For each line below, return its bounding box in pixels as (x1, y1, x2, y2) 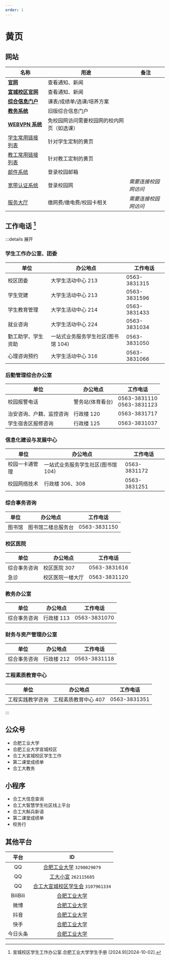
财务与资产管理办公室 (5, 631, 57, 638)
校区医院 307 (43, 564, 75, 571)
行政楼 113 (43, 615, 70, 622)
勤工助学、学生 (8, 333, 44, 340)
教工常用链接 (8, 151, 39, 158)
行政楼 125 (73, 420, 100, 427)
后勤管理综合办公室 (5, 371, 52, 378)
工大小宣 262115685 (50, 873, 95, 880)
